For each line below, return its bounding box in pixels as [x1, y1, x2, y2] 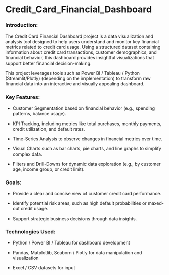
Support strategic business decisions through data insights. [12, 216, 137, 222]
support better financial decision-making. [5, 60, 92, 67]
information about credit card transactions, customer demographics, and [5, 49, 157, 55]
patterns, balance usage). [12, 110, 67, 116]
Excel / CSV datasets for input [12, 265, 75, 271]
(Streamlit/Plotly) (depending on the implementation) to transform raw [5, 75, 151, 82]
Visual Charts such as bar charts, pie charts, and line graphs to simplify [12, 145, 162, 151]
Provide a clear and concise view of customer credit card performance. [12, 191, 162, 197]
